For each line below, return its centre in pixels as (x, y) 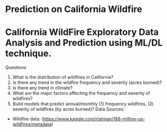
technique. (28, 53)
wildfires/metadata (32, 124)
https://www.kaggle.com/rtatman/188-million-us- (94, 119)
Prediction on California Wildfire (74, 9)
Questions (16, 68)
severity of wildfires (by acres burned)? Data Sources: (68, 109)
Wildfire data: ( (28, 119)
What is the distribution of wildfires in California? (63, 77)
